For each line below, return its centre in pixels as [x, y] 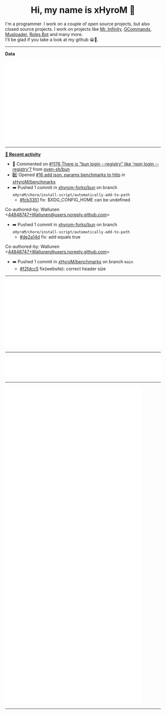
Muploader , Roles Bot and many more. [44, 34]
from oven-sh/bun [51, 169]
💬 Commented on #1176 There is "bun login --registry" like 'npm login [83, 164]
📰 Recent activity [23, 154]
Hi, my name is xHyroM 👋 [83, 10]
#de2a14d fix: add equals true [50, 237]
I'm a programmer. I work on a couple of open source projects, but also [78, 24]
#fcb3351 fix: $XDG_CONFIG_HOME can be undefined [75, 200]
